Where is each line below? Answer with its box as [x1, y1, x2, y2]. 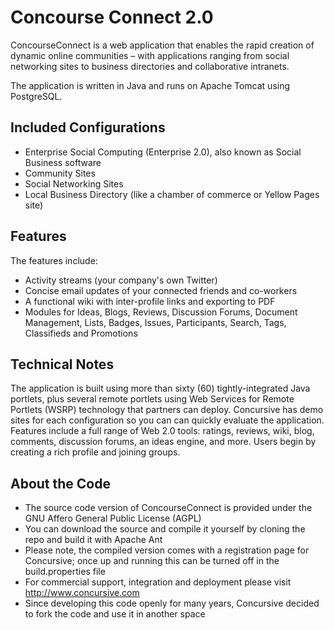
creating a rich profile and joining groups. [10, 446, 181, 458]
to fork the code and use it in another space [24, 608, 206, 620]
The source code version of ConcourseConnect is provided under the [24, 502, 313, 514]
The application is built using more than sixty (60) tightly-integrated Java [10, 382, 311, 395]
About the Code [10, 475, 111, 492]
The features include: [10, 254, 98, 266]
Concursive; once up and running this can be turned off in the [24, 555, 280, 567]
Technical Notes [10, 356, 115, 373]
